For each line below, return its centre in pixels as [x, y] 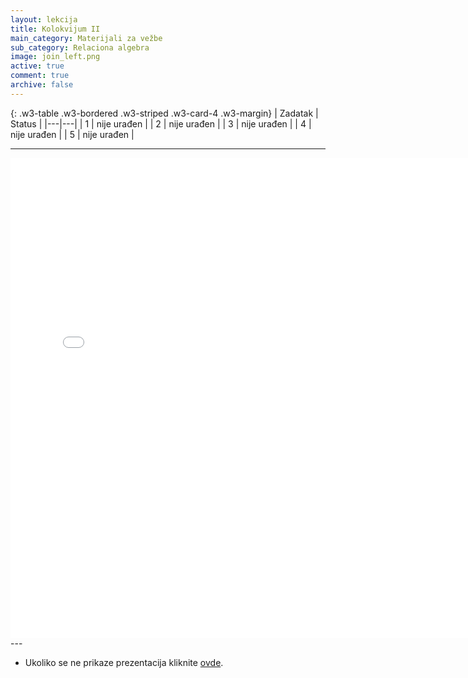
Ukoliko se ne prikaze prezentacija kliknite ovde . [124, 662]
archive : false [42, 85]
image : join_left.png [55, 57]
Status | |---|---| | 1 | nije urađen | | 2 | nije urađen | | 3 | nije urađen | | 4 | [161, 123]
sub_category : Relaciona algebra [80, 47]
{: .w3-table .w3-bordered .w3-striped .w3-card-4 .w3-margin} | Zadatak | [164, 113]
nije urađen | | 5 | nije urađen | [72, 134]
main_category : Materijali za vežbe [86, 38]
